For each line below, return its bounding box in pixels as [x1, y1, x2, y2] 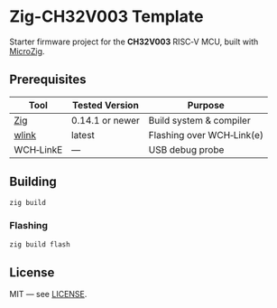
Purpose [187, 98, 226, 111]
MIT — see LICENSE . [9, 289, 88, 300]
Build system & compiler [148, 114, 251, 126]
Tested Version [71, 98, 140, 111]
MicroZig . [9, 45, 45, 56]
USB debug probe [148, 143, 225, 155]
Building [9, 174, 57, 190]
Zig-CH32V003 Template [9, 6, 204, 27]
